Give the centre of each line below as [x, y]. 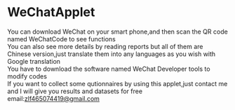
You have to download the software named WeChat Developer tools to [109, 69]
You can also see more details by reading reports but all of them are [105, 46]
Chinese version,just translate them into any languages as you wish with [112, 54]
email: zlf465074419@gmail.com [54, 98]
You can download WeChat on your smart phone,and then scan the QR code [117, 32]
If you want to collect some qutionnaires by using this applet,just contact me [117, 83]
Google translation [34, 61]
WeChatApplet [51, 12]
